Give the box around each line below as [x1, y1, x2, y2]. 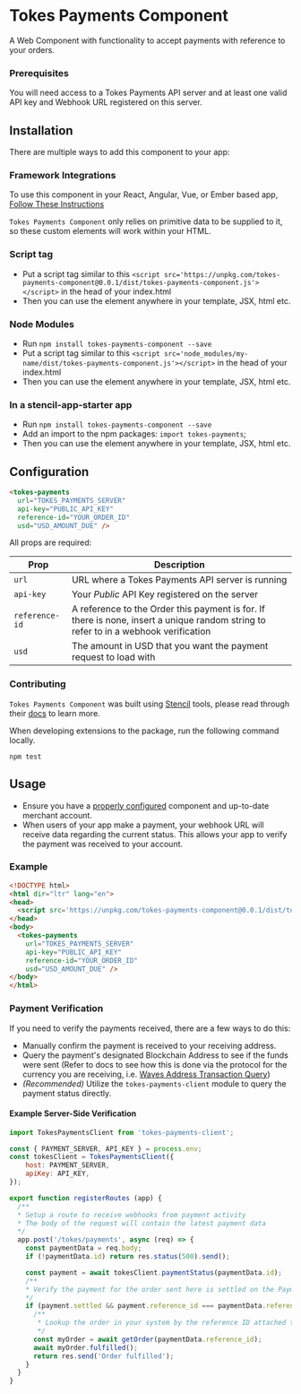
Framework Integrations [9, 169, 116, 181]
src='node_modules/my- [164, 349, 249, 359]
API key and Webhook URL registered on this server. [9, 97, 203, 108]
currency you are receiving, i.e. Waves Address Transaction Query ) [21, 1069, 271, 1079]
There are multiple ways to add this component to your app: [9, 147, 230, 158]
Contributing [9, 678, 66, 690]
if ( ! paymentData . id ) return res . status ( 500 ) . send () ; [25, 1252, 230, 1261]
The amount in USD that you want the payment [71, 640, 269, 653]
